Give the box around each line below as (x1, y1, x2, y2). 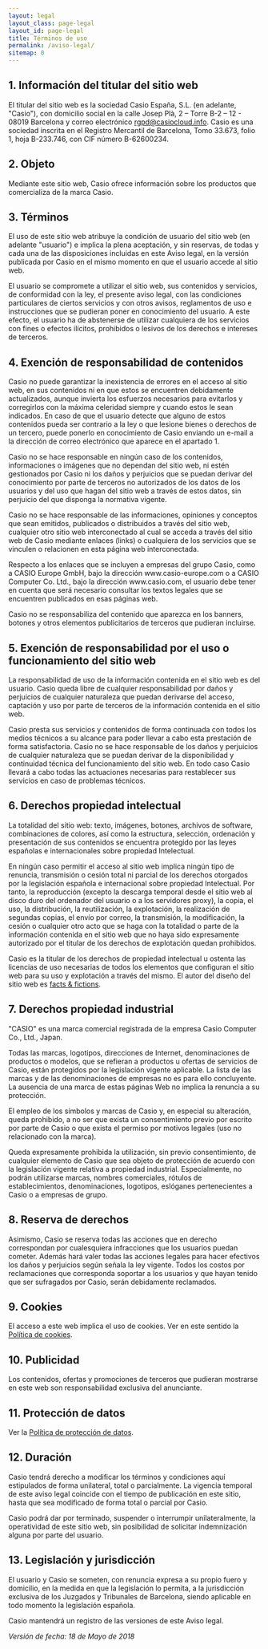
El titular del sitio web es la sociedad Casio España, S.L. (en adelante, (8, 99, 237, 109)
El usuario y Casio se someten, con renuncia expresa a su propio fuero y (8, 1574, 248, 1584)
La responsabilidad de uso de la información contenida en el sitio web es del (8, 675, 261, 685)
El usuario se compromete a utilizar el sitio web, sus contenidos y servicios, (8, 282, 258, 291)
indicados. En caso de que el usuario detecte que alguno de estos (8, 411, 226, 421)
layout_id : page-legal (8, 26, 84, 34)
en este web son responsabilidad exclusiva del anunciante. (8, 1383, 202, 1392)
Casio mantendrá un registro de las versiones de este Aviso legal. (8, 1615, 224, 1625)
